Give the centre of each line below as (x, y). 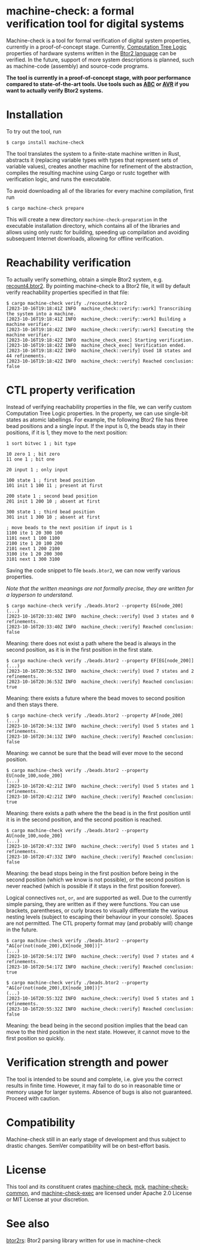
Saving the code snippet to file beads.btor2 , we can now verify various (93, 570)
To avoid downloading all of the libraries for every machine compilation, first (100, 191)
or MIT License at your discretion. (48, 1199)
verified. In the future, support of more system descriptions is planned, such (100, 60)
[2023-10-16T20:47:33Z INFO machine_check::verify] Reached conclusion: (100, 857)
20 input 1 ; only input (37, 470)
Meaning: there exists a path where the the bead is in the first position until (99, 813)
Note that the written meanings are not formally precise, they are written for (100, 588)
